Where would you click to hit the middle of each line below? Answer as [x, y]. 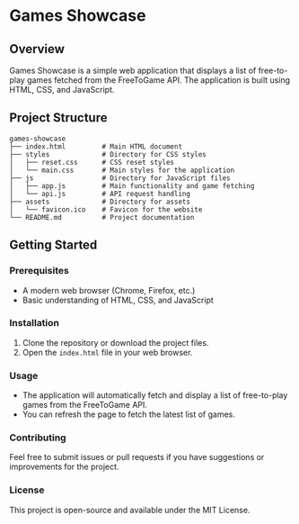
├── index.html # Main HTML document [96, 146]
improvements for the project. [64, 467]
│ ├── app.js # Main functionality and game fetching [132, 185]
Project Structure [58, 118]
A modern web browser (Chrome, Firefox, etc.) [109, 290]
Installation [35, 323]
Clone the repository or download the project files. [115, 342]
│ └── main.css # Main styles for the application [122, 170]
